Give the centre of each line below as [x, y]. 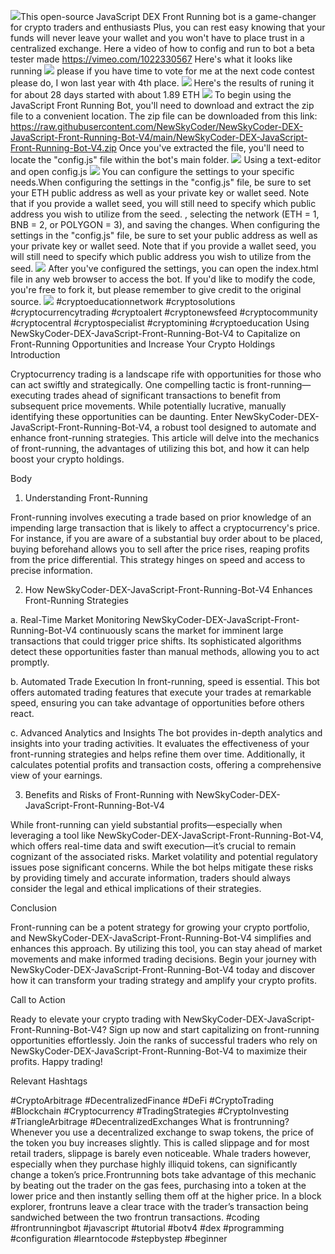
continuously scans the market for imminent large [181, 630]
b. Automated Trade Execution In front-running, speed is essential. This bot [165, 681]
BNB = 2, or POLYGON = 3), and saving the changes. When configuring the [165, 224]
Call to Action [38, 999]
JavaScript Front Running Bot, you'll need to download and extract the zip [162, 105]
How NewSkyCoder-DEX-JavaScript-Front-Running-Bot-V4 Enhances [168, 589]
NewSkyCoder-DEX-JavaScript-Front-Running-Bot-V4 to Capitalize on [155, 333]
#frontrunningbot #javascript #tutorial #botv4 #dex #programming [147, 1228]
